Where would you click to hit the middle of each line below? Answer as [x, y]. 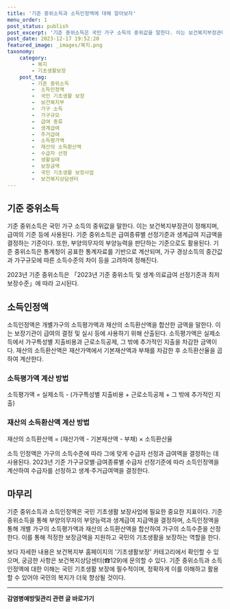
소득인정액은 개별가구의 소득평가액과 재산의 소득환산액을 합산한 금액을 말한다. [111, 325]
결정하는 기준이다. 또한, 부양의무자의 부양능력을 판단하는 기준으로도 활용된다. [110, 243]
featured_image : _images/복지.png [55, 45]
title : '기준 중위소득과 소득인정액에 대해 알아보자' [72, 13]
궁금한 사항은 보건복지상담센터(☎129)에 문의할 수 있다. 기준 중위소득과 [116, 560]
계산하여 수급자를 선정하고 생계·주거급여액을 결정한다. [78, 470]
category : [34, 58]
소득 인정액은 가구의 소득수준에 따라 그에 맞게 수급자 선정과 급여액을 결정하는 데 [113, 453]
